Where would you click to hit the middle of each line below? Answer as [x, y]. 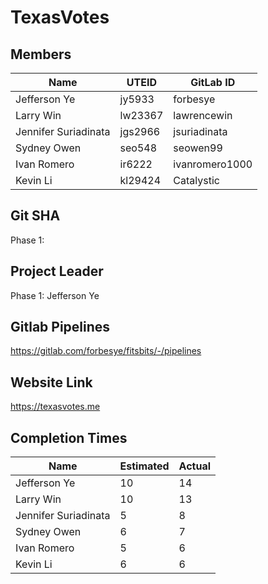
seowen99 [198, 148]
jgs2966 [140, 131]
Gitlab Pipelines [60, 327]
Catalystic [196, 180]
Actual [195, 466]
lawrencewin [203, 115]
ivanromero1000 [213, 164]
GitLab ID [213, 82]
